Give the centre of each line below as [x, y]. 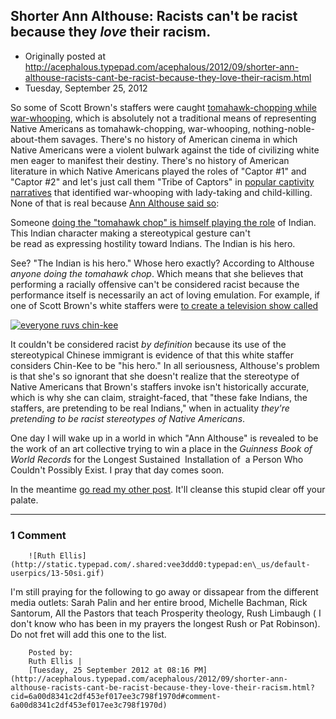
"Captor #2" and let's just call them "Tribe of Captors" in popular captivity [162, 181]
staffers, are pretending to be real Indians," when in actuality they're [150, 408]
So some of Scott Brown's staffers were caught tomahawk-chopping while [164, 107]
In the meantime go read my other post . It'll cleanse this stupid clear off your [168, 489]
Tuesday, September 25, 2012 [86, 88]
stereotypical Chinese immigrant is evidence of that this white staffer [152, 355]
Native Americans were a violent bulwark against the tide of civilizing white [165, 150]
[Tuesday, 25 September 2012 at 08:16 [109, 670]
